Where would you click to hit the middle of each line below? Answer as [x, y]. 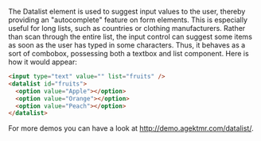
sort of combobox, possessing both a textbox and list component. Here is [129, 53]
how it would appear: [43, 62]
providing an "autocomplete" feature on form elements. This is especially [128, 20]
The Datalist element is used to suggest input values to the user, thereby [127, 11]
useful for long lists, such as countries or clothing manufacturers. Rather [127, 28]
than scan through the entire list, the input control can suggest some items [130, 36]
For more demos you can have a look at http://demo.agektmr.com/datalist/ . [131, 128]
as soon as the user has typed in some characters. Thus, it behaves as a [127, 45]
